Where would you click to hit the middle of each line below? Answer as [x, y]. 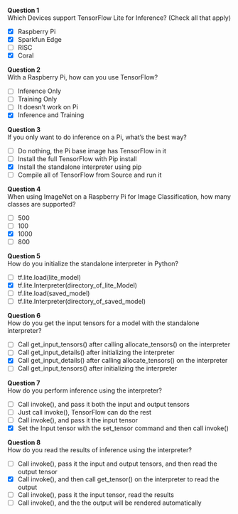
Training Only [37, 99]
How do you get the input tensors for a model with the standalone [103, 323]
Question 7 [24, 383]
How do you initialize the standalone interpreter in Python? [93, 263]
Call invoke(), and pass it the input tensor [78, 420]
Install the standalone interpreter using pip [80, 167]
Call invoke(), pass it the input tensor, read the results [96, 494]
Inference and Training [51, 115]
